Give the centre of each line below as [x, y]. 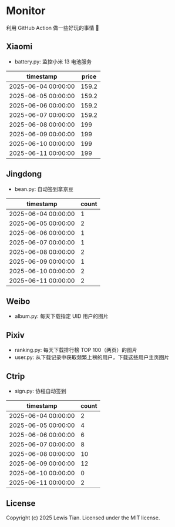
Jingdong [24, 174]
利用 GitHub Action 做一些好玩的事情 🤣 [53, 28]
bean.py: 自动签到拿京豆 [44, 189]
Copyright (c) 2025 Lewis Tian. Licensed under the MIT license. [83, 518]
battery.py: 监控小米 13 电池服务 [53, 61]
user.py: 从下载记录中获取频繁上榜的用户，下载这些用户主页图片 [92, 357]
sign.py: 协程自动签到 [40, 391]
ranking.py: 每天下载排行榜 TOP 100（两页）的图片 [76, 350]
